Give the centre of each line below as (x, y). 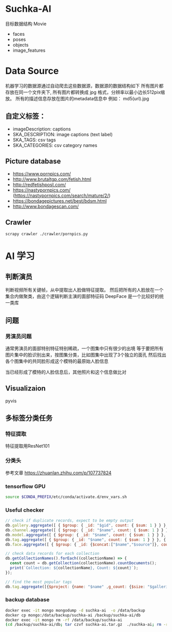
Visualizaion (26, 389)
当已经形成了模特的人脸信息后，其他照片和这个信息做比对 (66, 372)
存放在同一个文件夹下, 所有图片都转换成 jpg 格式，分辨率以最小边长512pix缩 (85, 92)
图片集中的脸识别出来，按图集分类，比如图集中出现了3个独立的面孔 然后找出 (86, 355)
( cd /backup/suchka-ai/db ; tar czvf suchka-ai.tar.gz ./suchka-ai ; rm (83, 625)
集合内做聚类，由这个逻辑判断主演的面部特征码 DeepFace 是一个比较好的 (82, 296)
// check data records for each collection (52, 554)
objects (21, 45)
